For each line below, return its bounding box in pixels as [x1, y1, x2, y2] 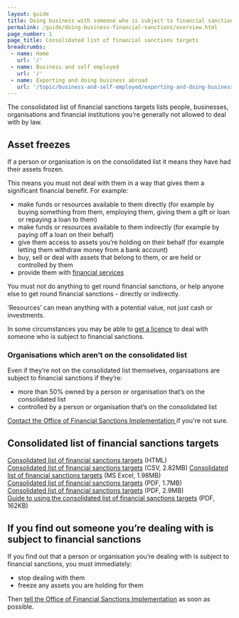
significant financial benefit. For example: [7, 187, 129, 195]
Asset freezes [7, 138, 71, 150]
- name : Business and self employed [10, 63, 119, 70]
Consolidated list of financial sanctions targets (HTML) [7, 456, 167, 465]
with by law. [7, 118, 43, 127]
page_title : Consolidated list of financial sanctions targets [7, 37, 199, 44]
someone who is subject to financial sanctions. [7, 332, 144, 341]
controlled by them [17, 261, 73, 269]
